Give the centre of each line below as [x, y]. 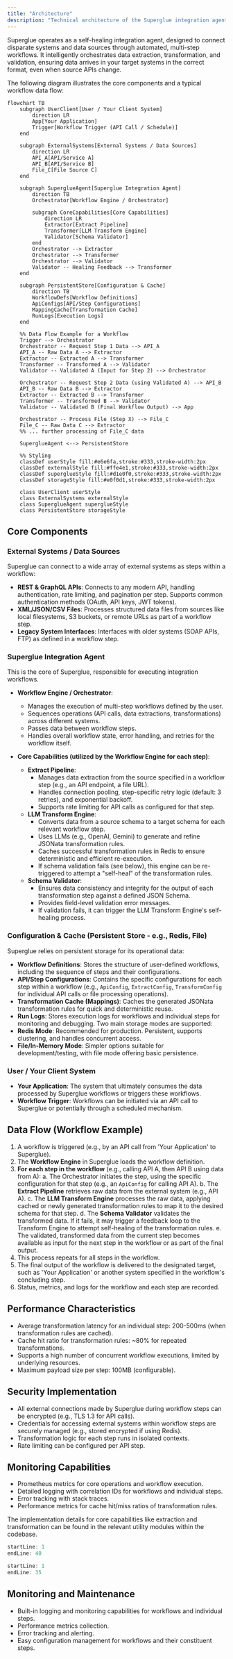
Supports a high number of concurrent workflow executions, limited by [118, 1355]
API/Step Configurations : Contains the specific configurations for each [120, 979]
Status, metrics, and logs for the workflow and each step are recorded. [118, 1287]
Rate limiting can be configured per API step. [81, 1445]
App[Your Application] [65, 121]
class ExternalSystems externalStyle [74, 498]
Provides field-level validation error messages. [104, 903]
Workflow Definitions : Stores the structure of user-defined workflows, [118, 964]
